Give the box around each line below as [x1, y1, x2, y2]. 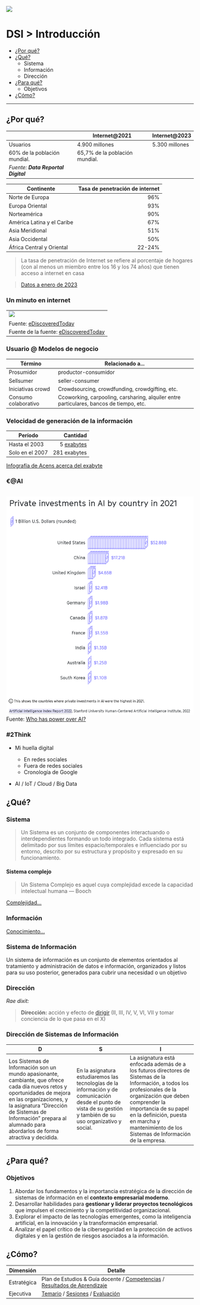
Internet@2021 [92, 132, 132, 139]
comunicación [76, 1092, 111, 1100]
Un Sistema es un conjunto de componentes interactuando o [20, 829, 170, 836]
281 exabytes [52, 449, 87, 456]
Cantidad [63, 432, 87, 439]
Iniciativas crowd [8, 385, 51, 392]
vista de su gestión [76, 1105, 123, 1112]
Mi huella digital [14, 744, 54, 751]
